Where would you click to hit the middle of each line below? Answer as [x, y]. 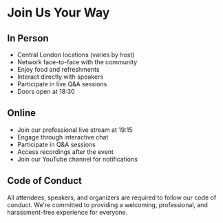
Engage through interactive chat [63, 137]
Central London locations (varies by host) [76, 55]
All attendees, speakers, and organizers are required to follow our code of [112, 197]
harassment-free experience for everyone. [67, 212]
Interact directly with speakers [60, 77]
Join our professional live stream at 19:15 [75, 130]
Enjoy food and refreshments [58, 69]
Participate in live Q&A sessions [62, 84]
